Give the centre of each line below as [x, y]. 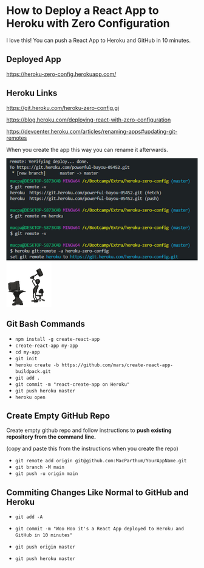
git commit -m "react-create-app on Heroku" [72, 384]
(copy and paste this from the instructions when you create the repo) [93, 449]
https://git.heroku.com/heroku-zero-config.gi [63, 108]
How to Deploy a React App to [83, 11]
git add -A [29, 517]
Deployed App [34, 59]
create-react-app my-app [46, 346]
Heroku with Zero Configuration [88, 23]
